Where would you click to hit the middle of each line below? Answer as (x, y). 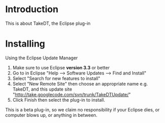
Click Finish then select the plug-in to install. (59, 100)
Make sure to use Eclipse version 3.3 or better (61, 67)
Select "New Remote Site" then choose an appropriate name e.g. (80, 84)
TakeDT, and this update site (42, 89)
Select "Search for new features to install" (56, 78)
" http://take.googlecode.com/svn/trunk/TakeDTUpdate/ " (72, 94)
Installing (25, 44)
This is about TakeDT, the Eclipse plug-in (48, 23)
